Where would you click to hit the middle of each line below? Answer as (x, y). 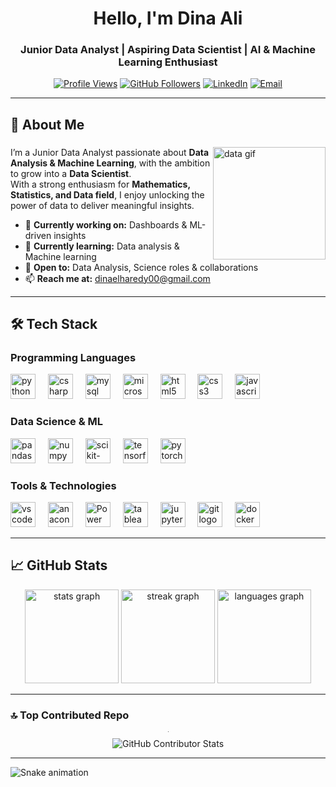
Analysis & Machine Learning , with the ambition (110, 163)
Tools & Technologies (63, 485)
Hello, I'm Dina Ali (168, 18)
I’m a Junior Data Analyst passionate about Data (110, 152)
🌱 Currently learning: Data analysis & (102, 246)
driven (38, 235)
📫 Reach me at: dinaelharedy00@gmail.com (117, 278)
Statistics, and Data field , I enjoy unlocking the (107, 194)
